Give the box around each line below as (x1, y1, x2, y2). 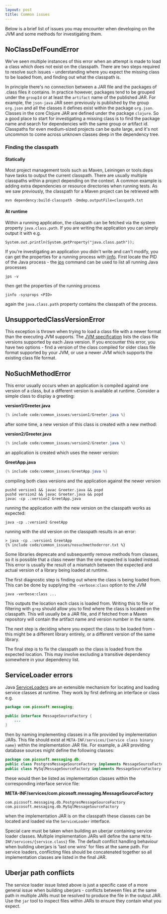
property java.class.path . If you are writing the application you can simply (5, 225, 159, 231)
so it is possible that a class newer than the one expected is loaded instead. (5, 556, 160, 562)
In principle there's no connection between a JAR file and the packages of (5, 84, 157, 90)
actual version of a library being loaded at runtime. (5, 567, 108, 573)
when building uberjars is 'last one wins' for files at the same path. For (5, 843, 149, 849)
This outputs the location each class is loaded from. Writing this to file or (5, 600, 154, 606)
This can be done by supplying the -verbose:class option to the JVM (5, 582, 147, 588)
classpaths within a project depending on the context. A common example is (5, 178, 162, 184)
